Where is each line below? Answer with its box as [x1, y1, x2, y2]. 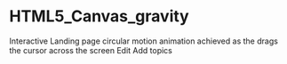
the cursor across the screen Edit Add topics [9, 44, 173, 55]
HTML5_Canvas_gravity [9, 6, 189, 27]
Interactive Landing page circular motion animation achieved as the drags [9, 36, 278, 46]
